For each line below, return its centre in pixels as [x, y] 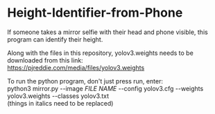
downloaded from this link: [45, 60]
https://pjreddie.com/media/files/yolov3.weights [76, 67]
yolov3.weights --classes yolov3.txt [58, 96]
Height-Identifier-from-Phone [95, 13]
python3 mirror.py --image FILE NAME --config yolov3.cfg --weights [105, 88]
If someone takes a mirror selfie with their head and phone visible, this [108, 32]
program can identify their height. [55, 39]
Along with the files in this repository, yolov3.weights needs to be [101, 53]
